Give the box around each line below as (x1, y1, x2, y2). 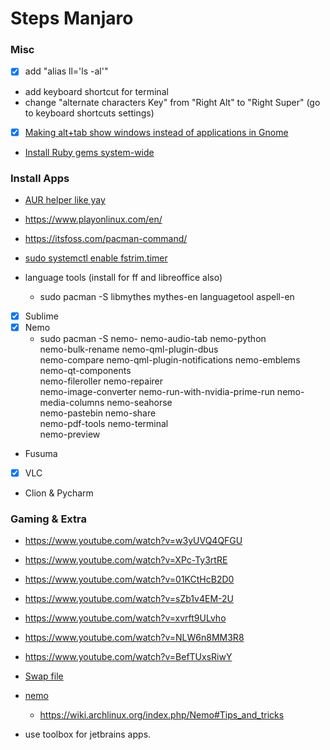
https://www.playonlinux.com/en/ (24, 213, 163, 225)
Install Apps (10, 171, 70, 185)
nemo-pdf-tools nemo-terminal (39, 418, 169, 430)
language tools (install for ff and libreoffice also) (24, 271, 223, 283)
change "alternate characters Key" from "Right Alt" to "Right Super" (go (24, 96, 321, 108)
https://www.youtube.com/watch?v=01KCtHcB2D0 (24, 573, 235, 586)
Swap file (24, 670, 64, 682)
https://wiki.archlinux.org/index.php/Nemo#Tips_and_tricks (39, 709, 285, 721)
